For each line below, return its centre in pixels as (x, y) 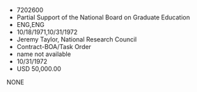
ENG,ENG (30, 25)
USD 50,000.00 (39, 69)
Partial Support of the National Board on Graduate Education (103, 17)
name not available (44, 54)
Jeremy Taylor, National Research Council (77, 39)
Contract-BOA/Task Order (54, 47)
